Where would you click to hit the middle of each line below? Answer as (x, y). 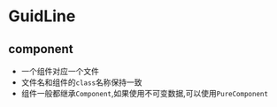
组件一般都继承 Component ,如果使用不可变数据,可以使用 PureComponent (145, 93)
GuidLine (42, 16)
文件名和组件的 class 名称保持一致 (81, 82)
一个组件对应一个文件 (60, 71)
